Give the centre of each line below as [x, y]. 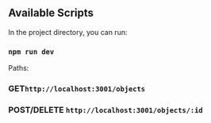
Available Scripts [51, 13]
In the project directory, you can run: [68, 32]
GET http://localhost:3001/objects [77, 89]
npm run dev [31, 52]
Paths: [19, 68]
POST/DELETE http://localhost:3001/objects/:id [106, 110]
